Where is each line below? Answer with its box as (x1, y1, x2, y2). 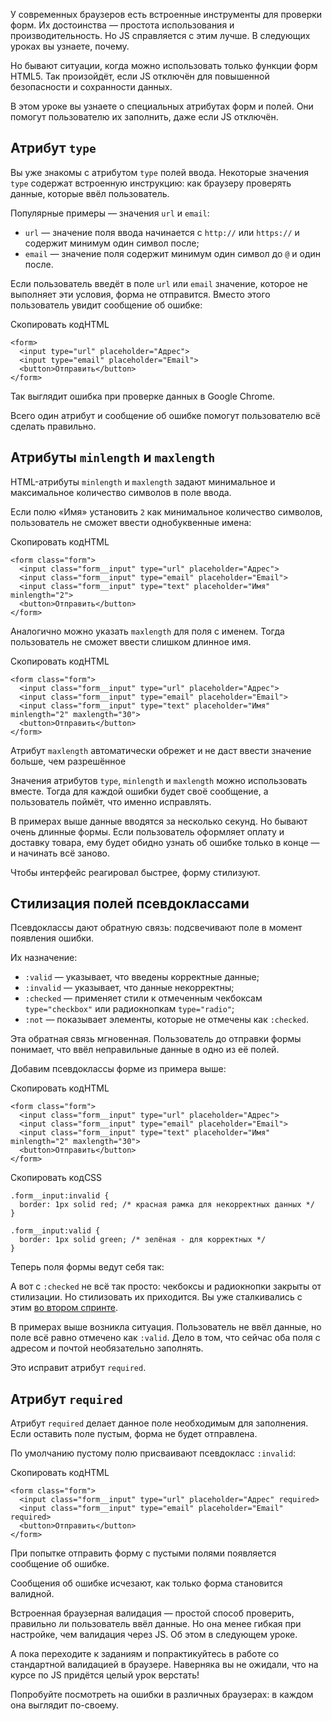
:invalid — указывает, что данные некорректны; (24, 982, 235, 994)
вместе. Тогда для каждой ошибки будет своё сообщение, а (10, 785, 269, 797)
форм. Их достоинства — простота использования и (10, 19, 235, 31)
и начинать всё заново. (10, 847, 111, 859)
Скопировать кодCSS (10, 1172, 103, 1184)
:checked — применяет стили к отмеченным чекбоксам (24, 992, 263, 1004)
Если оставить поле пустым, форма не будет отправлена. (10, 1428, 258, 1440)
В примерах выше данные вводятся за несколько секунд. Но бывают (10, 815, 308, 827)
